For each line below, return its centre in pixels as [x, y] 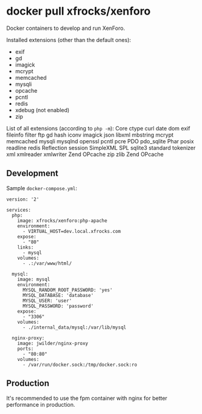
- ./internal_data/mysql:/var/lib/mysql [74, 327]
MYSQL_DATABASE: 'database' [58, 295]
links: [26, 247]
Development [33, 173]
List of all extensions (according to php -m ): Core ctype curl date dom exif [98, 128]
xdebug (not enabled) [42, 110]
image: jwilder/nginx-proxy [53, 343]
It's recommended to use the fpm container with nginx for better [87, 398]
